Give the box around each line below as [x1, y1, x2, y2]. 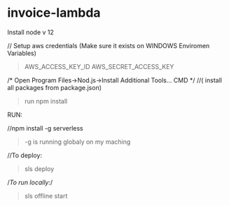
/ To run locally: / [7, 178, 53, 186]
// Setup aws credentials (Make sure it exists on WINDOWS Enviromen [7, 41, 210, 50]
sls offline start [24, 191, 68, 200]
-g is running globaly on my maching [24, 138, 131, 146]
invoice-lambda [7, 5, 101, 21]
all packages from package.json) [7, 83, 102, 91]
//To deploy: [7, 151, 43, 159]
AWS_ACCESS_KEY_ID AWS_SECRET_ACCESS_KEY [24, 62, 174, 71]
